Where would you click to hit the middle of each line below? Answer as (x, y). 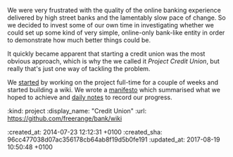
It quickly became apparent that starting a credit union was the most (106, 54)
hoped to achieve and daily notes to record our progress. (90, 97)
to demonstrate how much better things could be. (79, 40)
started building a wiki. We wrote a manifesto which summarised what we (114, 90)
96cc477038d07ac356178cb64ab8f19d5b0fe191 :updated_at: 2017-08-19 (114, 139)
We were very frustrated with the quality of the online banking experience (114, 10)
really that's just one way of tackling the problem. (79, 69)
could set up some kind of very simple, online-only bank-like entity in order (116, 32)
